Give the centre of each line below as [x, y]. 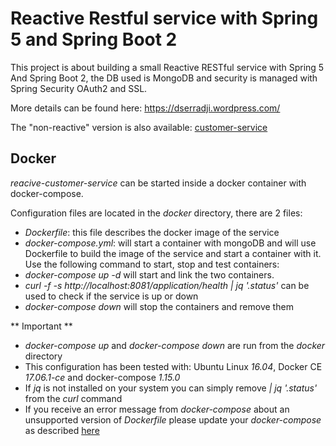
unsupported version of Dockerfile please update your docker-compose [173, 419]
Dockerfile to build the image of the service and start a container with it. [173, 253]
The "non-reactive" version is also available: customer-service [139, 127]
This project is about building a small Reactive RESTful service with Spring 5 [167, 67]
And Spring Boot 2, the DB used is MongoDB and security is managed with [164, 78]
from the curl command [73, 398]
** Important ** [41, 326]
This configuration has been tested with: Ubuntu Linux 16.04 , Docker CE [173, 366]
